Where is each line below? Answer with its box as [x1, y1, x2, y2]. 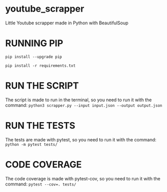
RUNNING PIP [5, 37, 63, 49]
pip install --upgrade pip [5, 54, 62, 59]
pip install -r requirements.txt [5, 63, 76, 68]
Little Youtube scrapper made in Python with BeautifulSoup [5, 20, 129, 26]
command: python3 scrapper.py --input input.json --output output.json [5, 102, 162, 108]
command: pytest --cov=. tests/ [5, 181, 76, 187]
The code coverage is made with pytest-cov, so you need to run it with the [5, 175, 160, 181]
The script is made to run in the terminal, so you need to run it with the [5, 97, 152, 103]
